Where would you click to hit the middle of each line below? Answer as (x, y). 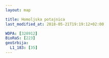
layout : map (18, 10)
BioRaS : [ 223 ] (20, 38)
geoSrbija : (17, 43)
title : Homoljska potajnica (35, 19)
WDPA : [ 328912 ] (21, 33)
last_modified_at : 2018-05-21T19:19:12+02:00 (54, 24)
